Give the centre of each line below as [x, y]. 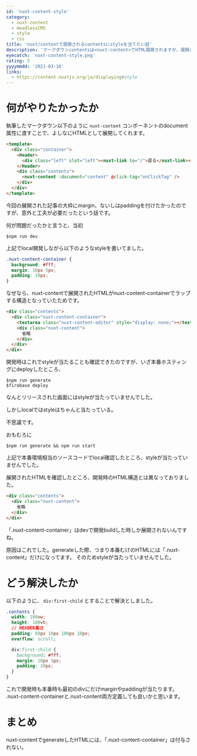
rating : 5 [18, 61]
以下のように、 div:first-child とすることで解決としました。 [81, 601]
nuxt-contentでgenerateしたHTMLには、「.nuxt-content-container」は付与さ [98, 740]
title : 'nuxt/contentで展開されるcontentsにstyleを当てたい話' [79, 45]
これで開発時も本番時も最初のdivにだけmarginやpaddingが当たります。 [92, 689]
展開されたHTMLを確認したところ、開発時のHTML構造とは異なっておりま [95, 478]
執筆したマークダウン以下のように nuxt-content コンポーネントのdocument [97, 126]
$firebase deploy [27, 386]
